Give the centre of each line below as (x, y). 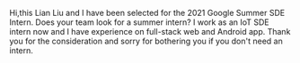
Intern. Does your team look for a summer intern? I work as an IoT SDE (139, 22)
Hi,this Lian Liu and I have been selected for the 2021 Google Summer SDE (147, 13)
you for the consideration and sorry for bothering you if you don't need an (146, 41)
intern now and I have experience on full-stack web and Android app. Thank (150, 31)
